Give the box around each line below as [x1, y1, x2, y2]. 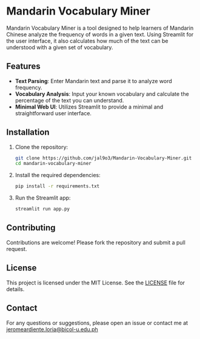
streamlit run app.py [15, 206, 70, 212]
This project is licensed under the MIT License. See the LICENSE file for [6, 279, 185, 286]
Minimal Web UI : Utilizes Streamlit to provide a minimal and [15, 103, 164, 110]
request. [6, 245, 27, 252]
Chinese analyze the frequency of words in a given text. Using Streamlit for [6, 30, 194, 38]
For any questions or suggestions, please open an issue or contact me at [6, 319, 188, 326]
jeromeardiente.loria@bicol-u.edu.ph [6, 326, 98, 333]
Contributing [6, 223, 56, 233]
